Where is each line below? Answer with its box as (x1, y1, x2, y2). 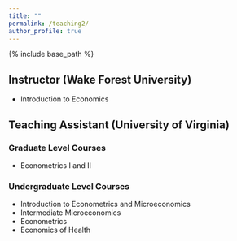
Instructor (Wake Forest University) (8, 72, 192, 86)
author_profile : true (8, 27, 82, 35)
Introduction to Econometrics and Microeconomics (20, 200, 191, 209)
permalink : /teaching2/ (8, 19, 90, 28)
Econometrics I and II (20, 160, 92, 170)
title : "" (8, 11, 42, 20)
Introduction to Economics (20, 94, 109, 104)
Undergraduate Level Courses (8, 180, 130, 192)
